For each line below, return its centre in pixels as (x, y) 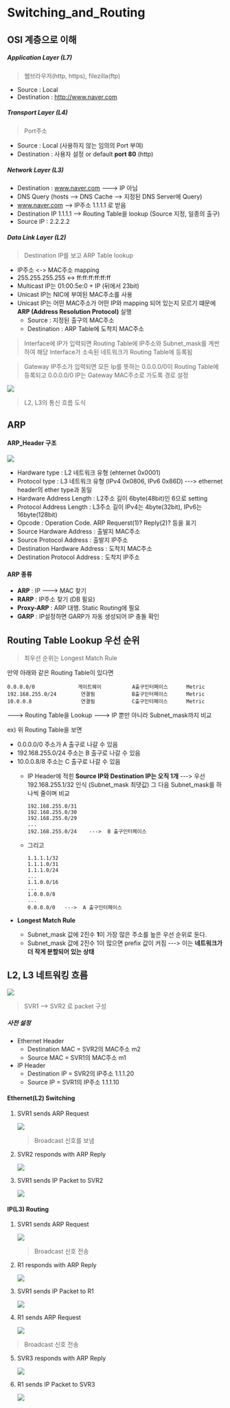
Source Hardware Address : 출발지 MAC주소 (79, 532)
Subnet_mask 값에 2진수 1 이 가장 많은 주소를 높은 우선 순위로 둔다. (117, 935)
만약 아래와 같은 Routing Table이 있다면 (60, 673)
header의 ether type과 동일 (55, 490)
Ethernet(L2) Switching (41, 1098)
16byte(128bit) (37, 515)
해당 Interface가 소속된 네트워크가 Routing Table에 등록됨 (115, 352)
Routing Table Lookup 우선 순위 (73, 640)
